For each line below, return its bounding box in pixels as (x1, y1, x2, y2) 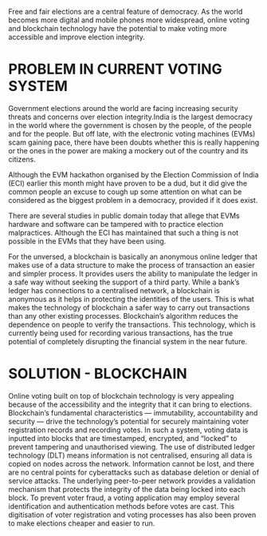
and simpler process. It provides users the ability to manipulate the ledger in (8, 268, 258, 278)
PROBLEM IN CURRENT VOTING (8, 60, 223, 78)
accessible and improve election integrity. (8, 32, 146, 42)
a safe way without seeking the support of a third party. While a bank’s (8, 277, 240, 287)
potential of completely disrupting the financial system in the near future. (8, 336, 248, 346)
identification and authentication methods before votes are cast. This (8, 501, 235, 510)
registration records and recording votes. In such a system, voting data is (8, 425, 249, 435)
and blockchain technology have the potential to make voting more (8, 24, 227, 33)
